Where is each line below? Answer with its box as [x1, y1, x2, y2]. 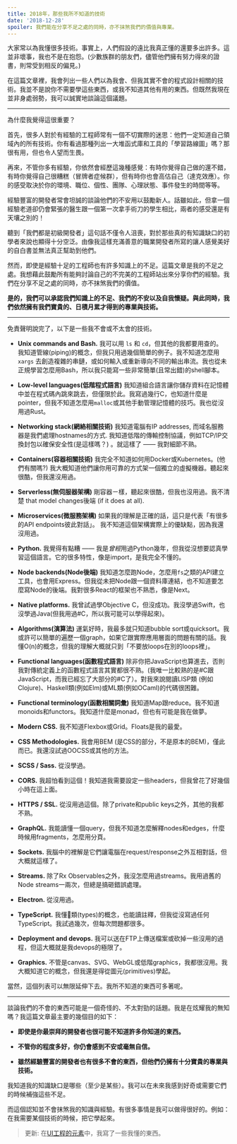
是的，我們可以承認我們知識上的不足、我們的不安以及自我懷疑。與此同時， [7, 294, 224, 302]
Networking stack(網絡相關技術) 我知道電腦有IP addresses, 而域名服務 [17, 422, 224, 431]
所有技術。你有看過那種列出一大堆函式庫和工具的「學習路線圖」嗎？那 [25, 139, 230, 148]
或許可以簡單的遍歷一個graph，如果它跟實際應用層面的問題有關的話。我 [17, 633, 227, 642]
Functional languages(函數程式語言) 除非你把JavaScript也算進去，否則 [17, 657, 225, 666]
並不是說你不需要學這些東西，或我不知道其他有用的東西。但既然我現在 [25, 85, 230, 94]
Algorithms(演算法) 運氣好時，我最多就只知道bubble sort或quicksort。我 [17, 624, 230, 633]
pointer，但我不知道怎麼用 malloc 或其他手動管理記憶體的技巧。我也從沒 [17, 398, 224, 407]
